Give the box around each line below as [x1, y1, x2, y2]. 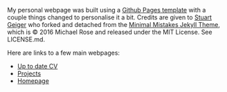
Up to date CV [17, 62, 58, 70]
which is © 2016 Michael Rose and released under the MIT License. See [7, 28, 212, 36]
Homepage [17, 77, 50, 85]
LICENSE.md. [7, 35, 46, 44]
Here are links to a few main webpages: [7, 48, 120, 57]
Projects [17, 69, 42, 77]
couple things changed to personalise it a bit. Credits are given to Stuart [7, 13, 212, 21]
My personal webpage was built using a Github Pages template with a [7, 6, 206, 14]
